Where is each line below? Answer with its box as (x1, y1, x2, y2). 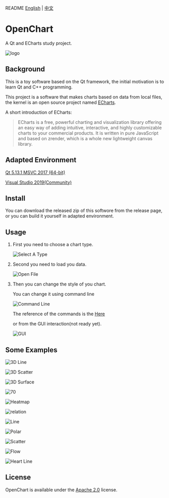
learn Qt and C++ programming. (5, 84, 73, 90)
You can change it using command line (12, 291, 94, 297)
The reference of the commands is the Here (12, 311, 105, 317)
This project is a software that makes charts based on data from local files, (5, 94, 162, 100)
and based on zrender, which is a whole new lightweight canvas (17, 135, 153, 141)
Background (5, 65, 45, 74)
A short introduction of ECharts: (5, 109, 73, 115)
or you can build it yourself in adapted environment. (5, 213, 114, 219)
